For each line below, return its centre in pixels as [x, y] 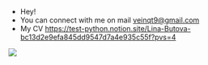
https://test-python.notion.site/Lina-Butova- [118, 28]
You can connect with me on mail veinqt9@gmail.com [110, 20]
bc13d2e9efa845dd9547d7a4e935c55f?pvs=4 [98, 37]
